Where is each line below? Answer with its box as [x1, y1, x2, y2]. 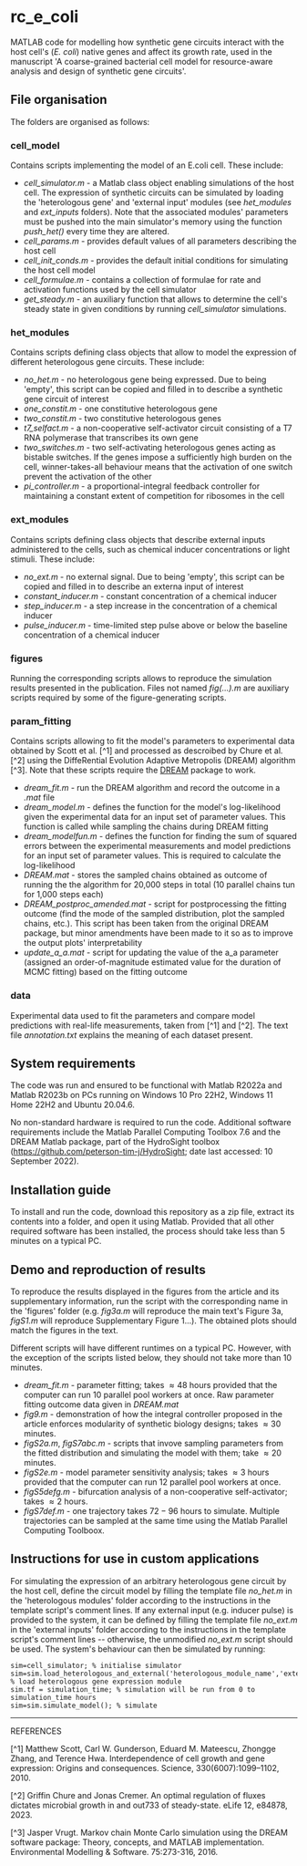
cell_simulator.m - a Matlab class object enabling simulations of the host [23, 178, 294, 189]
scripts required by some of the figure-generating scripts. [10, 691, 227, 703]
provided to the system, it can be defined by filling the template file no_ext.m [10, 1614, 298, 1625]
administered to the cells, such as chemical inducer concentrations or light [10, 544, 291, 555]
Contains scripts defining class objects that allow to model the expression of [10, 347, 297, 358]
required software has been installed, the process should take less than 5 [10, 1226, 286, 1237]
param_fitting [10, 714, 72, 727]
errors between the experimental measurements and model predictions [23, 841, 292, 852]
